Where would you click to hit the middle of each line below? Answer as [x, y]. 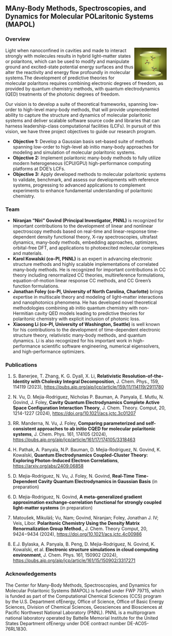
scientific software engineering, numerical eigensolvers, [101, 346]
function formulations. [36, 286]
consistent [24, 429]
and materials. [28, 253]
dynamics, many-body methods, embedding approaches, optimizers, [85, 242]
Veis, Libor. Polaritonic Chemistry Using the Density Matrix [76, 523]
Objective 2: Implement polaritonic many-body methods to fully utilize [87, 158]
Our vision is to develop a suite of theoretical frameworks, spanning [77, 104]
